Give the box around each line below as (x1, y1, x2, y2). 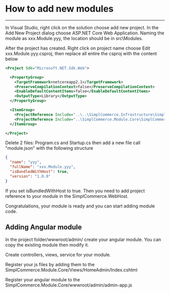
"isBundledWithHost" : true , (10, 169, 69, 175)
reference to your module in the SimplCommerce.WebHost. (5, 193, 129, 199)
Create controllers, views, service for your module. (5, 252, 111, 258)
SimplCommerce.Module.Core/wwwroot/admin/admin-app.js (5, 282, 133, 288)
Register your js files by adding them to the (5, 261, 95, 267)
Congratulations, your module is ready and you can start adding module (5, 203, 155, 209)
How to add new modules (5, 3, 114, 15)
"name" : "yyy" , (10, 160, 42, 165)
